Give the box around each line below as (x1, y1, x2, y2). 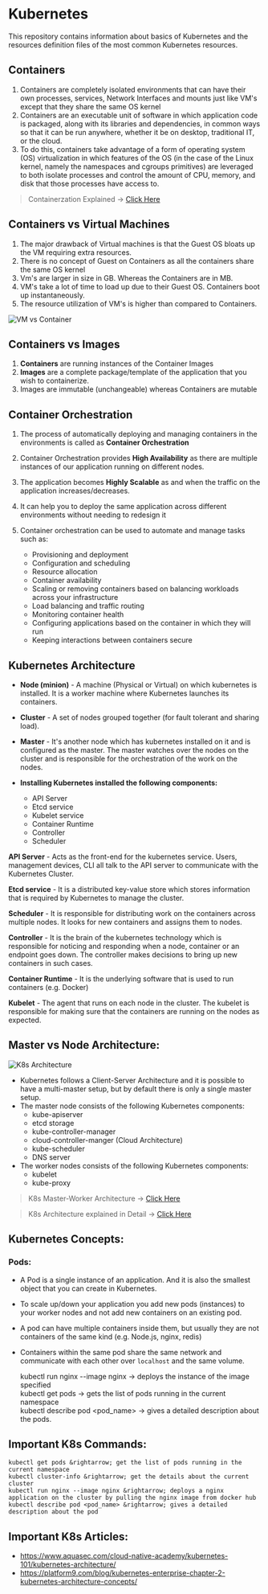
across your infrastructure (31, 593, 119, 602)
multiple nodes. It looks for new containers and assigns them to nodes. (8, 918, 242, 926)
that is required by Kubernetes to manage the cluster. (8, 894, 185, 902)
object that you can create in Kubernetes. (19, 1284, 157, 1293)
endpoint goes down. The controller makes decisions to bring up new (8, 950, 238, 959)
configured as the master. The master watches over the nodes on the (19, 746, 249, 754)
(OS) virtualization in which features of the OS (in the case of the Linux (19, 153, 254, 162)
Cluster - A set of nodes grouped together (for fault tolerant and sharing (19, 713, 259, 722)
